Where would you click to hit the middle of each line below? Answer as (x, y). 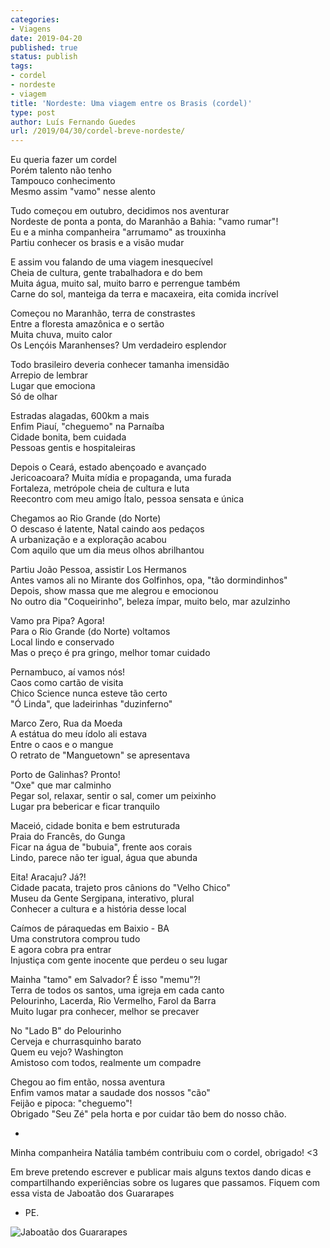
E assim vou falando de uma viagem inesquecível (111, 262)
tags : (21, 66)
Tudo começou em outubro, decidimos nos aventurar (120, 211)
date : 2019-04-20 (46, 38)
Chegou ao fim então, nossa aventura (88, 1082)
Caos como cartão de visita (67, 683)
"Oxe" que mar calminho (61, 785)
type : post (33, 112)
